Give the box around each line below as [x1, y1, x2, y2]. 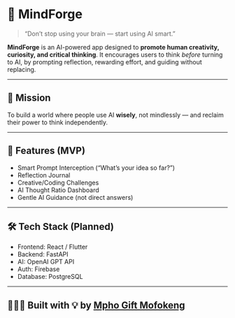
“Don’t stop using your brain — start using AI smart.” [24, 29, 176, 38]
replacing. [7, 65, 36, 73]
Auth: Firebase [17, 265, 60, 273]
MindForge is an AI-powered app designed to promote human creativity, [7, 43, 220, 51]
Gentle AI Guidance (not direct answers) [17, 193, 134, 201]
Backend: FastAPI [17, 250, 69, 259]
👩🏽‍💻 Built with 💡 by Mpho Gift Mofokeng [7, 299, 185, 311]
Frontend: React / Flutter [17, 243, 88, 251]
